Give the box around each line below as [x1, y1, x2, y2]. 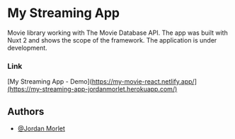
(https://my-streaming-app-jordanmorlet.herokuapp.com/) [7, 85, 178, 94]
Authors [7, 105, 45, 118]
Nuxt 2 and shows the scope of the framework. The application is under [7, 35, 217, 44]
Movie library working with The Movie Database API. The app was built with [7, 28, 228, 37]
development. [7, 43, 47, 52]
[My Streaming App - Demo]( [7, 77, 92, 86]
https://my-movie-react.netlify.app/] [91, 77, 197, 86]
